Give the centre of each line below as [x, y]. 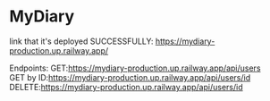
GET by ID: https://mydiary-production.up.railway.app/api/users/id [130, 77]
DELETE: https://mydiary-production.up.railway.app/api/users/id [126, 87]
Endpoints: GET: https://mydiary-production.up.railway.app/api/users [135, 68]
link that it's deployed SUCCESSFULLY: [81, 41]
